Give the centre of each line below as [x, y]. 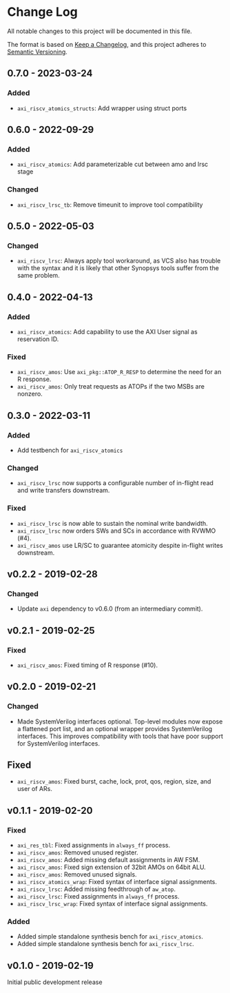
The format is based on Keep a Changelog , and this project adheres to [107, 44]
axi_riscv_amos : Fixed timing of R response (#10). [87, 665]
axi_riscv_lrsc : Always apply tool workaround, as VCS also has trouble [119, 261]
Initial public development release [55, 982]
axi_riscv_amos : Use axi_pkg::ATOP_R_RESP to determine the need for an [119, 372]
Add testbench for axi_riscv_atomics [70, 450]
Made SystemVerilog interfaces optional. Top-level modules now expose [120, 721]
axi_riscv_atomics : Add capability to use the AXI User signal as [107, 331]
